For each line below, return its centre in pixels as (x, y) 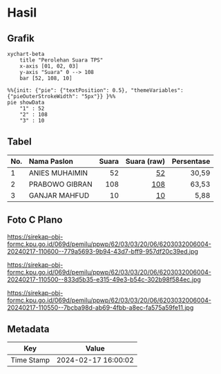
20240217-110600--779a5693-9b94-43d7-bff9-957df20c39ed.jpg (103, 251)
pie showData (26, 102)
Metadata (28, 329)
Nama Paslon (51, 161)
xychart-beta (26, 54)
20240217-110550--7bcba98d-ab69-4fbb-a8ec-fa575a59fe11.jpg (100, 307)
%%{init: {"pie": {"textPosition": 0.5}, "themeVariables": (96, 91)
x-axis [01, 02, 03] (49, 66)
